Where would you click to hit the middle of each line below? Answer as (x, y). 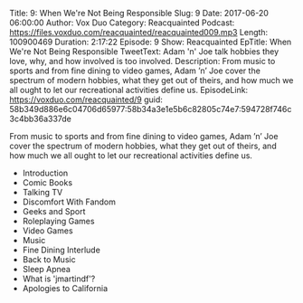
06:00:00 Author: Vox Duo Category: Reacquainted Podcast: (122, 23)
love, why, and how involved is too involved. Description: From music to (142, 61)
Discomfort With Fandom (69, 202)
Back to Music (49, 260)
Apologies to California (65, 288)
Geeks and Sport (54, 211)
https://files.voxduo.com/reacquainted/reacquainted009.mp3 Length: (139, 32)
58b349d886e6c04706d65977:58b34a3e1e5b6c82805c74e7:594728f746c (151, 109)
